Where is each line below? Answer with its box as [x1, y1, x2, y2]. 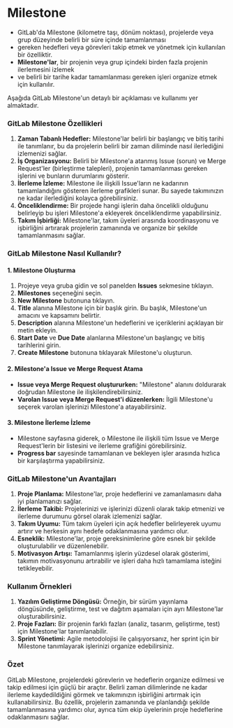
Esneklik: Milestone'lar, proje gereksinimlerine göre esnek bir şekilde [17, 534, 216, 543]
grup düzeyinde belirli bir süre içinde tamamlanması [17, 35, 166, 43]
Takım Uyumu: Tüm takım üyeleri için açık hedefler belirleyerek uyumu [17, 519, 221, 528]
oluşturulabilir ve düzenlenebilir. [17, 542, 110, 550]
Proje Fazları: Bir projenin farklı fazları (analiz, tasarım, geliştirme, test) [17, 619, 220, 628]
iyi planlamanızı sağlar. [17, 497, 83, 505]
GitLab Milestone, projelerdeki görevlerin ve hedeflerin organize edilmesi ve [7, 675, 225, 684]
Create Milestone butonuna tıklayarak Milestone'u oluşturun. [17, 349, 193, 357]
